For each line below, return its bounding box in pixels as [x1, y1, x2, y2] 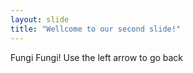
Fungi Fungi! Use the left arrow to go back [10, 51, 184, 63]
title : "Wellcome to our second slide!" [10, 24, 182, 34]
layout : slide [10, 14, 70, 25]
